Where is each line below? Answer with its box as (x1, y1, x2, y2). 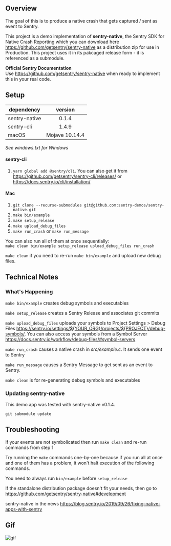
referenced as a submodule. (5, 55, 65, 61)
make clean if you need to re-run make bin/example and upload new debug (5, 253, 161, 259)
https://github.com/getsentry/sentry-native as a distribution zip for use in (5, 44, 160, 50)
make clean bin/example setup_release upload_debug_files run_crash (5, 243, 155, 249)
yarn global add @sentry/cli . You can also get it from (12, 167, 128, 174)
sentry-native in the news (5, 500, 59, 506)
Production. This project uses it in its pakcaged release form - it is (5, 49, 144, 55)
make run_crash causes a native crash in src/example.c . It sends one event (5, 346, 163, 352)
